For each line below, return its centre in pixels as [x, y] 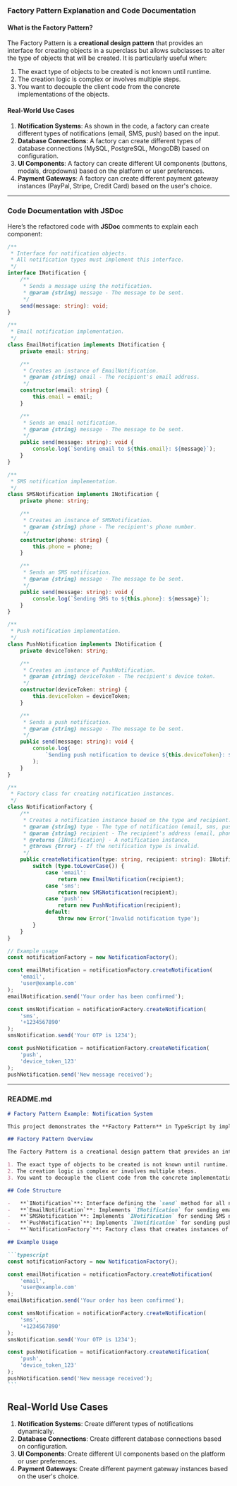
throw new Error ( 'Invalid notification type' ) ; [129, 919]
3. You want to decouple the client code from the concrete [98, 1178]
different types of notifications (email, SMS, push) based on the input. [119, 133]
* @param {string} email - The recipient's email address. [111, 377]
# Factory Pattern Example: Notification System [80, 1113]
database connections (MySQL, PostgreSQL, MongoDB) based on [113, 149]
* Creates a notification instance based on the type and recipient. [127, 820]
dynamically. [36, 1432]
